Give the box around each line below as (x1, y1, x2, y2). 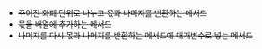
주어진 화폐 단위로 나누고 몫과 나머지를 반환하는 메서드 (17, 8, 208, 18)
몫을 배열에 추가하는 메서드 (17, 19, 112, 29)
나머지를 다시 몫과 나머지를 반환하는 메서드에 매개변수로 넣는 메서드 (17, 30, 253, 40)
